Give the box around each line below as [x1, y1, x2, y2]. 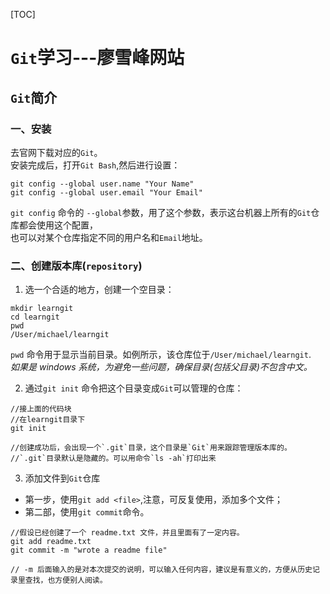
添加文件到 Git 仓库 [24, 472, 101, 484]
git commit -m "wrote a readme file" [10, 545, 168, 556]
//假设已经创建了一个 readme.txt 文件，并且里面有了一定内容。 [10, 528, 245, 538]
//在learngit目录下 [10, 415, 86, 425]
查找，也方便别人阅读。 [24, 575, 108, 586]
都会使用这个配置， [18, 219, 98, 231]
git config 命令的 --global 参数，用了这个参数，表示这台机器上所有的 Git [10, 206, 312, 218]
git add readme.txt [10, 537, 92, 547]
